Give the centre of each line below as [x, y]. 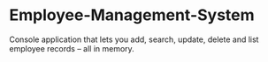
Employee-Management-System [132, 15]
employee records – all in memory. [72, 48]
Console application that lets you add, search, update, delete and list [134, 39]
